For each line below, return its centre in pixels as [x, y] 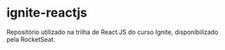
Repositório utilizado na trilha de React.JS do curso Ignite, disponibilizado [112, 32]
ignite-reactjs [47, 13]
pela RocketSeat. [31, 39]
